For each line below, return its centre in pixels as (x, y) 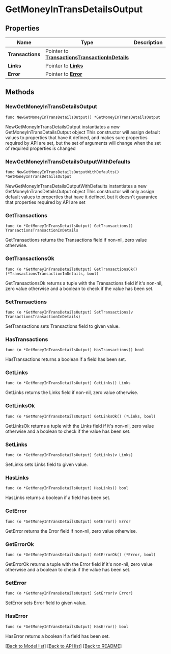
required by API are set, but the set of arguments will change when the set (83, 143)
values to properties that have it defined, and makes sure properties (76, 137)
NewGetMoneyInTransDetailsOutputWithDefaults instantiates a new (76, 186)
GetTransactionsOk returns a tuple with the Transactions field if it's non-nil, (84, 283)
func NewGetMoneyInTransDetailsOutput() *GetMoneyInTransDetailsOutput (83, 117)
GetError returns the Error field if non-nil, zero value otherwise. (71, 531)
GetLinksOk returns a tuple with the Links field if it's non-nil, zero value (80, 426)
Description (148, 43)
